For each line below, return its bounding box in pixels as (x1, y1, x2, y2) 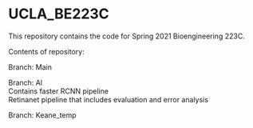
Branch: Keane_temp (8, 110, 77, 120)
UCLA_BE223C (8, 5, 109, 23)
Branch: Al (8, 78, 42, 87)
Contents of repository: (8, 46, 85, 56)
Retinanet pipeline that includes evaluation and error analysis (8, 94, 209, 104)
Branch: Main (8, 62, 52, 72)
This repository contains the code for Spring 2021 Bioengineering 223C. (8, 31, 245, 41)
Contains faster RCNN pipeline (8, 86, 109, 96)
